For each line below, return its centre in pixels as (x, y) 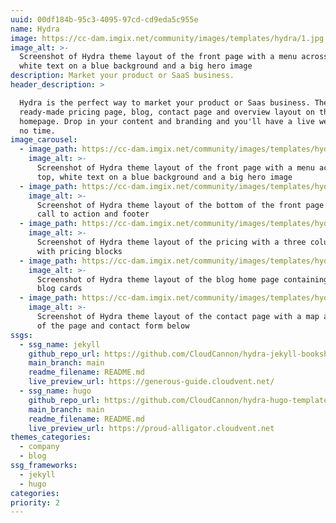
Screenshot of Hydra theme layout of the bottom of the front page (180, 205)
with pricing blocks (79, 251)
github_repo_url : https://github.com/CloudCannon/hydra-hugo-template (178, 400)
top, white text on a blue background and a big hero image (164, 177)
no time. (37, 131)
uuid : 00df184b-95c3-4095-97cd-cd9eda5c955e (104, 19)
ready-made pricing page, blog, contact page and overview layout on (167, 112)
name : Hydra (35, 29)
